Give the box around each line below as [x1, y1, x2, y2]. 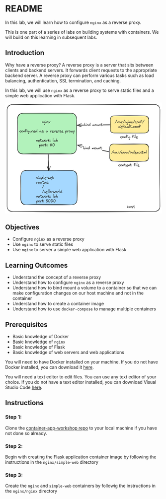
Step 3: [5, 471, 23, 478]
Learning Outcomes [5, 261, 68, 270]
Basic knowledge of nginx [12, 339, 66, 345]
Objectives [5, 223, 40, 231]
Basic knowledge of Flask [12, 344, 66, 350]
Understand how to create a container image [12, 301, 104, 307]
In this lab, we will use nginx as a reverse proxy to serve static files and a [5, 87, 154, 93]
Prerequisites [5, 320, 48, 329]
